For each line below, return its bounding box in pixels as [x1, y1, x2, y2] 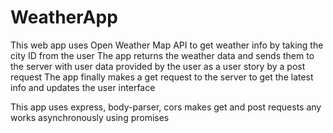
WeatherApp [10, 6, 118, 29]
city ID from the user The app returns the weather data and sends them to [10, 49, 315, 61]
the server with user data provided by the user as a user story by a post [10, 60, 306, 72]
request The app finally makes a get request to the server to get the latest [10, 71, 314, 83]
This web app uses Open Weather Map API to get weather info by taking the [10, 39, 324, 51]
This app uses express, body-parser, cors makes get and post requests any [10, 101, 322, 113]
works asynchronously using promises [10, 111, 170, 123]
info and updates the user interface [10, 81, 156, 93]
